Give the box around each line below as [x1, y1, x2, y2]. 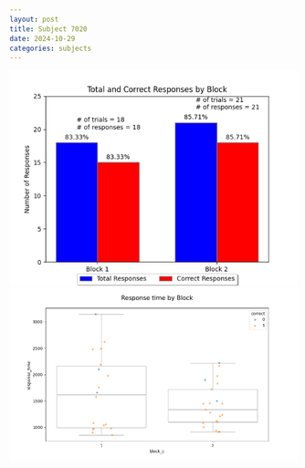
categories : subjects [9, 44, 92, 53]
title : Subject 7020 [9, 24, 89, 34]
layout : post [9, 15, 59, 24]
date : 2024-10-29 [9, 34, 76, 43]
